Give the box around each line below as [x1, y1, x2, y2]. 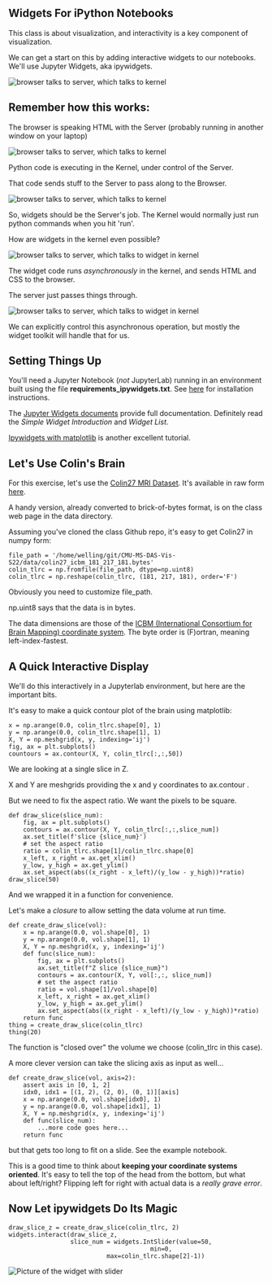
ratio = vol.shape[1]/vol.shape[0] [37, 985, 158, 994]
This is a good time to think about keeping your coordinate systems [8, 1161, 238, 1171]
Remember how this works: [8, 101, 150, 115]
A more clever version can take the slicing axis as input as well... [8, 1058, 224, 1068]
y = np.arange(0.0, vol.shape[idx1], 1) [23, 1102, 162, 1111]
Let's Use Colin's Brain [8, 456, 126, 471]
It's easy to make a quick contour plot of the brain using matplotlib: [8, 706, 232, 716]
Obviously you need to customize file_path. [8, 587, 153, 597]
